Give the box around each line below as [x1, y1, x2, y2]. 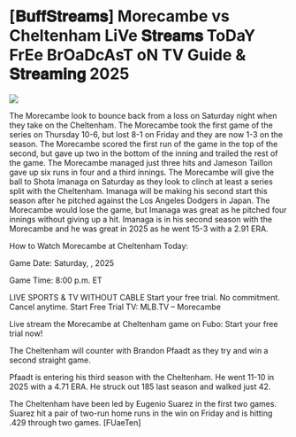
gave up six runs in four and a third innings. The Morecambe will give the [9, 167, 275, 177]
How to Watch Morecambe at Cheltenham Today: [9, 240, 188, 251]
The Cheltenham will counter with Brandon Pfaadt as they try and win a [9, 345, 269, 355]
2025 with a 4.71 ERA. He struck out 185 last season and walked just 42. [9, 381, 271, 392]
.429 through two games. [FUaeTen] [9, 417, 141, 427]
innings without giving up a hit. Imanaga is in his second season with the [9, 214, 272, 224]
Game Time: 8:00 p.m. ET [9, 275, 103, 285]
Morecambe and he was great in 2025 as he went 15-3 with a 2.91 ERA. [9, 223, 269, 234]
